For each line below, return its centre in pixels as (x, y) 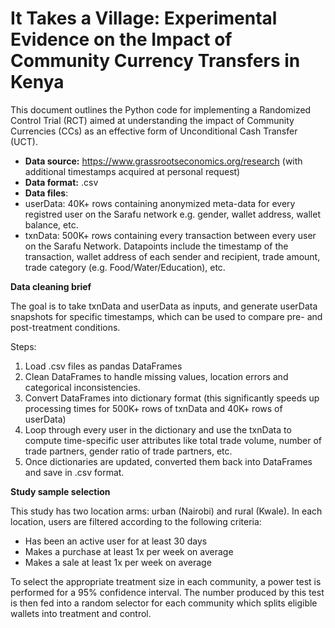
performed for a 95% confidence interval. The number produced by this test (167, 592)
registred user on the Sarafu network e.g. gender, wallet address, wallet (173, 214)
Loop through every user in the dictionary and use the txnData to (158, 429)
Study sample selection (60, 491)
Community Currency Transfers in (155, 61)
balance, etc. (51, 224)
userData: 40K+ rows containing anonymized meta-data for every (160, 203)
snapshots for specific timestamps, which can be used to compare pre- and (166, 316)
